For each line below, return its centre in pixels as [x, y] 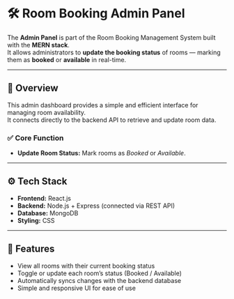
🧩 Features [31, 249]
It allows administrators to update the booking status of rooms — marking [114, 52]
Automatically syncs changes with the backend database [99, 280]
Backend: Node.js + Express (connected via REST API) [96, 206]
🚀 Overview [33, 88]
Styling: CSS [36, 220]
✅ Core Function [36, 138]
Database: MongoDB [48, 213]
